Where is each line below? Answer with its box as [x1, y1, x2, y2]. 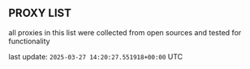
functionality [8, 36, 50, 46]
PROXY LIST [8, 6, 71, 20]
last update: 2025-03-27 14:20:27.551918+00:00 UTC [8, 51, 183, 61]
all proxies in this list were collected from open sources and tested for [8, 27, 242, 37]
